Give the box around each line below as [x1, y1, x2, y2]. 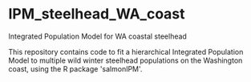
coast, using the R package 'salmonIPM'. [8, 64, 143, 73]
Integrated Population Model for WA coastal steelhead [8, 31, 187, 41]
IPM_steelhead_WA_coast [8, 5, 186, 23]
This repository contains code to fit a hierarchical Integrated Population [8, 47, 244, 56]
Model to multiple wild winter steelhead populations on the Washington [8, 55, 243, 65]
